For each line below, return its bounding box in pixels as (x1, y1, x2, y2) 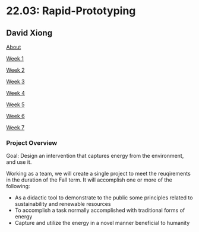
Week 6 (6, 113, 25, 119)
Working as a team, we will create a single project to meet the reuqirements (6, 170, 191, 177)
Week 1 (6, 55, 24, 62)
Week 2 (6, 66, 25, 74)
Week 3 (6, 78, 25, 85)
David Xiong (6, 28, 52, 38)
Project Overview (6, 138, 58, 147)
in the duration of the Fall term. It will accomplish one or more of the (6, 176, 172, 183)
